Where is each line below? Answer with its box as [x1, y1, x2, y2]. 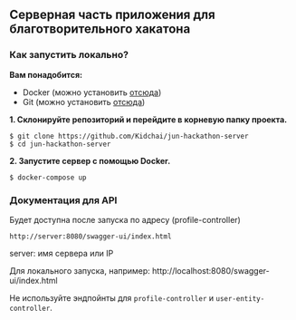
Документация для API [9, 194, 118, 207]
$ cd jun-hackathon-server [9, 140, 111, 149]
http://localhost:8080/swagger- [152, 265, 270, 276]
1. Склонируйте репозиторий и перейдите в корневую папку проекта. [9, 113, 288, 125]
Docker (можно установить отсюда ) [22, 86, 162, 98]
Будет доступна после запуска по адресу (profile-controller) [9, 214, 242, 225]
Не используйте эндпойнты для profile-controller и [9, 292, 215, 303]
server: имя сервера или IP [9, 247, 114, 258]
